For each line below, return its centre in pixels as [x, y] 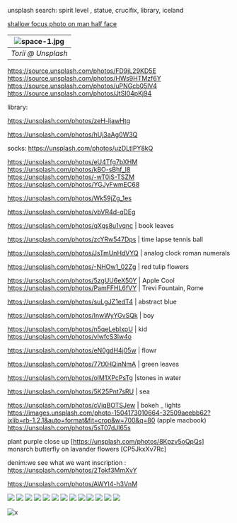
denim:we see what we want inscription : [67, 462]
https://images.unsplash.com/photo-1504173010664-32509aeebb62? [109, 413]
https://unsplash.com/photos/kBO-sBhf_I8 [69, 169]
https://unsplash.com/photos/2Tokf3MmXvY [72, 470]
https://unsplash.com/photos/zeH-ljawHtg [69, 121]
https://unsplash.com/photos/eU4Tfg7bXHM [73, 162]
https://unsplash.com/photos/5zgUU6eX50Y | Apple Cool [91, 280]
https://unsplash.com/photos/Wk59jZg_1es [70, 198]
